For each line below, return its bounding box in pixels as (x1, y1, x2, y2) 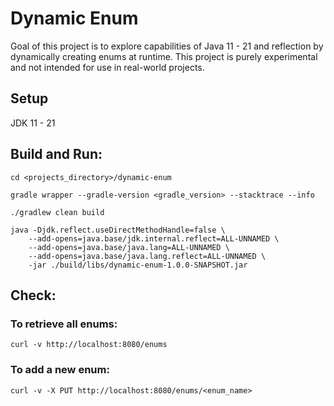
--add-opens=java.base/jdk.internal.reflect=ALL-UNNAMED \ (28, 233, 280, 244)
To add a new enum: (10, 363, 110, 377)
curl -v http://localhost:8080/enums (10, 340, 168, 350)
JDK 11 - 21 (10, 117, 56, 129)
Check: (10, 287, 57, 304)
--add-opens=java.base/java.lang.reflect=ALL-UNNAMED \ (28, 251, 267, 261)
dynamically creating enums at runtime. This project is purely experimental (10, 50, 318, 62)
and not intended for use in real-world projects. (10, 61, 205, 73)
